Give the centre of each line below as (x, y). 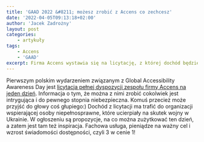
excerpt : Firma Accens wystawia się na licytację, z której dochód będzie (103, 63)
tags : (13, 46)
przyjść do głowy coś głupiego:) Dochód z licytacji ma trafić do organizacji (100, 106)
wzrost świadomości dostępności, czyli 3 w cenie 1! (71, 132)
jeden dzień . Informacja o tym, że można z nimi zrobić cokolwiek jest (93, 93)
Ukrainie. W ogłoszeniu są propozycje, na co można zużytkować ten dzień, (100, 119)
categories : (21, 35)
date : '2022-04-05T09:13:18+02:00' (51, 18)
